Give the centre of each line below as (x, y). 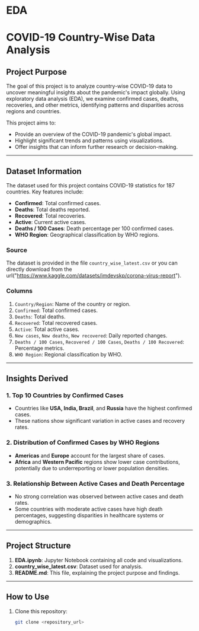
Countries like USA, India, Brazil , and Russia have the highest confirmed (103, 408)
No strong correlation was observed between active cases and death (99, 496)
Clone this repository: (41, 611)
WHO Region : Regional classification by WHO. (68, 354)
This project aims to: (31, 123)
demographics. (33, 521)
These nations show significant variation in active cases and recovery (100, 421)
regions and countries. (33, 111)
